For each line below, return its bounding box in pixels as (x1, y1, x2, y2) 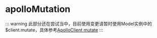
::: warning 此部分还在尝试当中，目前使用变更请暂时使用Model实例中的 (5, 20, 152, 26)
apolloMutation (5, 3, 71, 15)
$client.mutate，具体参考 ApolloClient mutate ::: (5, 26, 103, 33)
